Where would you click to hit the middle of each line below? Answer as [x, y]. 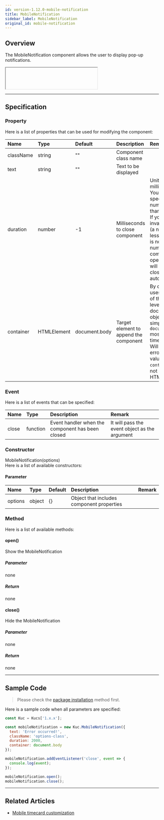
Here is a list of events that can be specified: [50, 402]
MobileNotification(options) [32, 460]
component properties [96, 504]
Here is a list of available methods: [40, 529]
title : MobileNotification [32, 14]
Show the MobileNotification [34, 551]
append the [129, 335]
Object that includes [94, 498]
